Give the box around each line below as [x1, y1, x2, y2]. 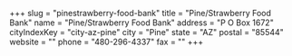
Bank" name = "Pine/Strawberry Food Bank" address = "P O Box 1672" [9, 17, 274, 28]
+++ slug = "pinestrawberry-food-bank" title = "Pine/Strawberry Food [9, 8, 272, 18]
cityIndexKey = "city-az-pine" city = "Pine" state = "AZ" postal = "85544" [9, 27, 284, 37]
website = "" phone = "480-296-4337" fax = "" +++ [9, 36, 204, 47]
